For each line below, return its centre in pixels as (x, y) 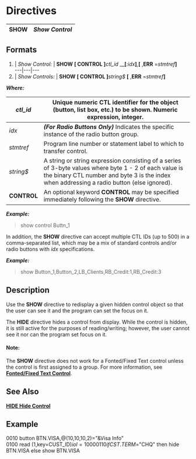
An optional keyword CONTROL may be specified (111, 192)
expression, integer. (116, 117)
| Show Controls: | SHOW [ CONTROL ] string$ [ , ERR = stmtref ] (90, 76)
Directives (32, 11)
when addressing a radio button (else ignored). (108, 182)
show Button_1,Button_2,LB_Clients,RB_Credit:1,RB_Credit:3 (91, 271)
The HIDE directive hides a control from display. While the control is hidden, (97, 322)
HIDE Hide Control (28, 406)
